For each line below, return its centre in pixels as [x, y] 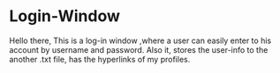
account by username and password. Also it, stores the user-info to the [139, 49]
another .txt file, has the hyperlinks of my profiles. [100, 59]
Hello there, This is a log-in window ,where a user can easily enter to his [140, 40]
